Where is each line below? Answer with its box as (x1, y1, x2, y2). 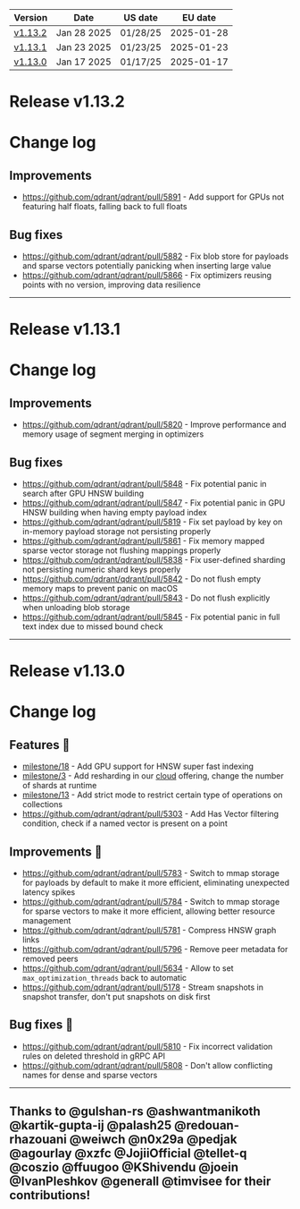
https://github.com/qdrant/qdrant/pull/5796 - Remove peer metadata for (21, 944, 288, 954)
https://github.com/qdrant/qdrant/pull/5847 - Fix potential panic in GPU (21, 498, 286, 508)
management (21, 915, 71, 925)
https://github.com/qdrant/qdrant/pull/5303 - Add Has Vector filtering (21, 809, 279, 820)
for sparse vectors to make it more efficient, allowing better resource (21, 906, 275, 916)
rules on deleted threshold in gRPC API (21, 1051, 165, 1061)
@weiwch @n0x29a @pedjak (69, 1132, 237, 1147)
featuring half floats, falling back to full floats (21, 201, 187, 212)
